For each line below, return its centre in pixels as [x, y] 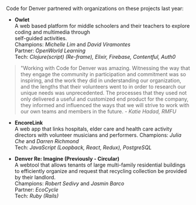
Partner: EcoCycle [36, 190]
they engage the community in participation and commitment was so [103, 74]
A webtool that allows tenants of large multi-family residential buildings [100, 165]
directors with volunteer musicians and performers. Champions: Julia [98, 135]
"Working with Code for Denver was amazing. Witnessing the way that [105, 68]
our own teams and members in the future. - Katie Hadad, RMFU [98, 111]
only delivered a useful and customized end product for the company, [104, 99]
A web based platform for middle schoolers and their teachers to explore [102, 26]
